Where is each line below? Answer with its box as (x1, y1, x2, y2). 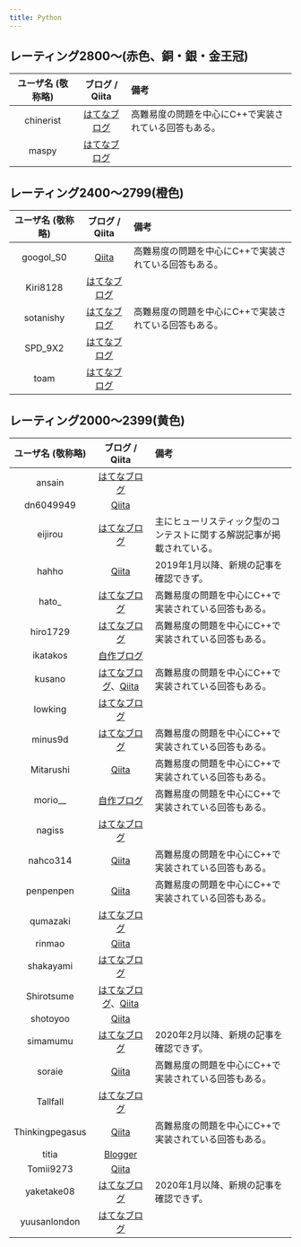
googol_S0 (21, 251, 67, 264)
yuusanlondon (20, 1216, 81, 1228)
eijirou (37, 528, 64, 541)
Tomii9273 (26, 1163, 73, 1175)
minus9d (30, 733, 69, 746)
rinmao (35, 937, 65, 950)
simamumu (26, 1035, 73, 1048)
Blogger (104, 1148, 138, 1161)
